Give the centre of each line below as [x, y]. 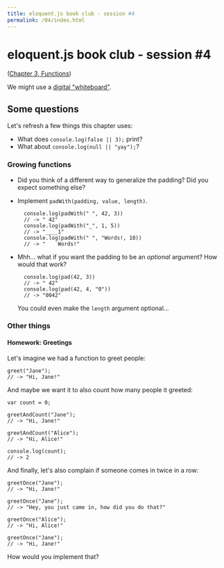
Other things [29, 326]
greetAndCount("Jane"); [42, 414]
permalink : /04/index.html [46, 20]
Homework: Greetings [40, 343]
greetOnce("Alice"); [37, 519]
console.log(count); [37, 451]
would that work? [42, 264]
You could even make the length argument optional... [93, 308]
